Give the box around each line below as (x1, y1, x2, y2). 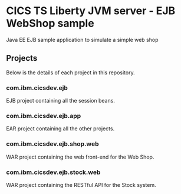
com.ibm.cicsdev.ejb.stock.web (6, 168, 101, 176)
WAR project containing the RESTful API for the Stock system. (6, 181, 156, 188)
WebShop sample (6, 17, 94, 30)
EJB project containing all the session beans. (6, 97, 115, 104)
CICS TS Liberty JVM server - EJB (6, 4, 176, 18)
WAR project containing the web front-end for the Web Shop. (6, 153, 154, 160)
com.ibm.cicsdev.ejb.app (6, 111, 81, 120)
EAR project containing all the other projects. (6, 125, 115, 132)
